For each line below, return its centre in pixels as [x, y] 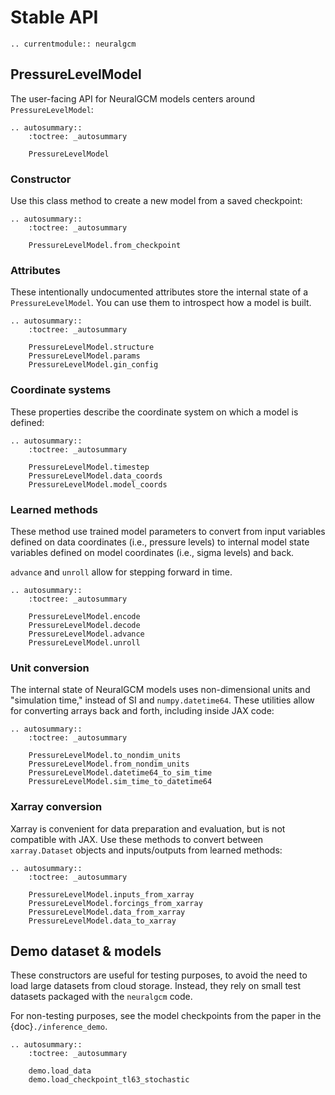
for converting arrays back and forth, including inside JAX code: [142, 711]
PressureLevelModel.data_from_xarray [107, 912]
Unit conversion [50, 668]
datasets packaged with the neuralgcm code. [101, 997]
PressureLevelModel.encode [84, 616]
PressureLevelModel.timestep [89, 467]
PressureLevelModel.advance [86, 634]
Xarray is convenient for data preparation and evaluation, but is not [148, 828]
